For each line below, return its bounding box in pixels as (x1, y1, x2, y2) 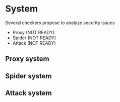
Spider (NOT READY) (12, 35, 56, 41)
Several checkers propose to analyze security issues (5, 20, 115, 26)
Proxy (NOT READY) (12, 29, 54, 35)
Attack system (5, 89, 52, 97)
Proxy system (5, 55, 49, 63)
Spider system (5, 71, 52, 80)
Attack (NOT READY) (12, 40, 56, 46)
